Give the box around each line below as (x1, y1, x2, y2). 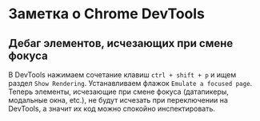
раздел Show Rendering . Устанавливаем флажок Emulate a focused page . (8, 79, 253, 88)
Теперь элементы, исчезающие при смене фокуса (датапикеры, (8, 87, 230, 96)
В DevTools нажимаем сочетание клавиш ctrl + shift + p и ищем (8, 70, 237, 80)
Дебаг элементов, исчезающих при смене (8, 37, 234, 50)
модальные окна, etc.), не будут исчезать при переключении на (8, 96, 228, 104)
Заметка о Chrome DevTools (8, 5, 206, 23)
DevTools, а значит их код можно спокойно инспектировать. (8, 104, 216, 113)
